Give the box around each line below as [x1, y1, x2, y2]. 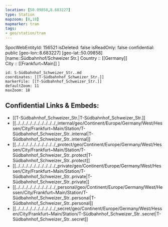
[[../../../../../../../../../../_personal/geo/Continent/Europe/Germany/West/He [12, 184, 163, 190]
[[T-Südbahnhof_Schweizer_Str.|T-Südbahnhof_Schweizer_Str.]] [12, 115, 145, 121]
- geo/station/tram [5, 31, 46, 36]
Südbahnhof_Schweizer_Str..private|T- [12, 173, 92, 179]
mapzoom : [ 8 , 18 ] [5, 17, 39, 22]
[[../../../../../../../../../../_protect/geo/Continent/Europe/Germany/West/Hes [12, 141, 162, 147]
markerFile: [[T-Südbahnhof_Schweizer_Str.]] [5, 79, 102, 84]
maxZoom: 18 [5, 88, 30, 93]
